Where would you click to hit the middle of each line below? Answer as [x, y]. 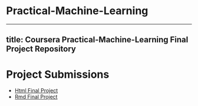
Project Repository [41, 49]
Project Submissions [58, 74]
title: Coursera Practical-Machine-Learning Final [97, 40]
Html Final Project [36, 91]
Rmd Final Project [36, 97]
